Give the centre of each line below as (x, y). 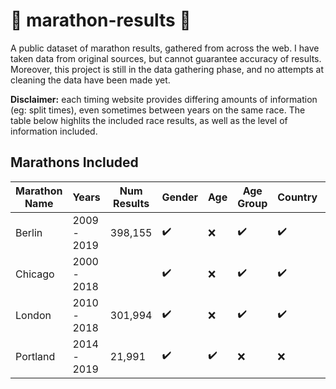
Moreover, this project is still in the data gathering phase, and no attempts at (167, 69)
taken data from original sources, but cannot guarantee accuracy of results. (166, 58)
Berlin (29, 232)
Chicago (35, 274)
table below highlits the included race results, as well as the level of (149, 120)
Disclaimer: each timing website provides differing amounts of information (164, 99)
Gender (180, 197)
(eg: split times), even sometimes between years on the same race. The (158, 110)
